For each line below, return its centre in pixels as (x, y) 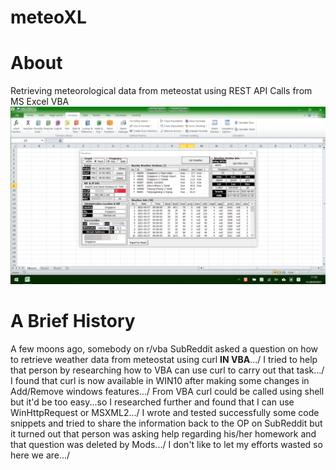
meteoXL (48, 17)
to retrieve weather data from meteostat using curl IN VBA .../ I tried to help (164, 359)
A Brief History (73, 320)
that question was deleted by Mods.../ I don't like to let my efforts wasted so (166, 444)
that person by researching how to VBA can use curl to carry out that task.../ (167, 370)
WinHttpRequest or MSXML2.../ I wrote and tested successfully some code (165, 412)
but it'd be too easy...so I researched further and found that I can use (152, 402)
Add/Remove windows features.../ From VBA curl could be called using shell (167, 391)
